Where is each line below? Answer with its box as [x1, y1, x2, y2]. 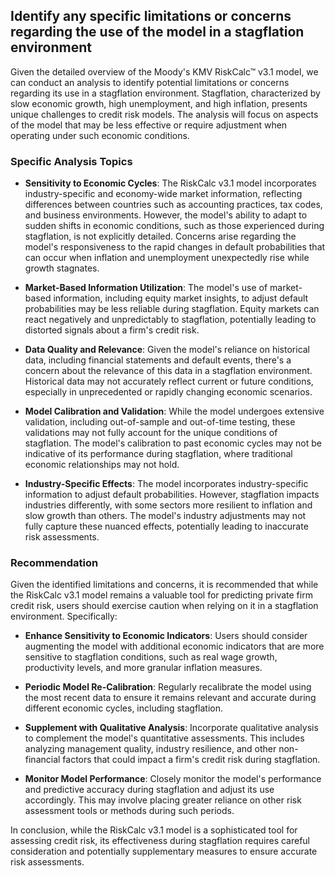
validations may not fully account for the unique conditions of [24, 427, 278, 439]
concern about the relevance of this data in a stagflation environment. [24, 365, 313, 377]
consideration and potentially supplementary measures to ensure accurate [10, 845, 318, 858]
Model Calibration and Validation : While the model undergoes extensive [24, 405, 325, 418]
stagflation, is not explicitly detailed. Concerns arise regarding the [24, 230, 297, 243]
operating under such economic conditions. [10, 129, 190, 141]
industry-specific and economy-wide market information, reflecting [24, 188, 303, 200]
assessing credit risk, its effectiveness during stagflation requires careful [10, 835, 311, 847]
